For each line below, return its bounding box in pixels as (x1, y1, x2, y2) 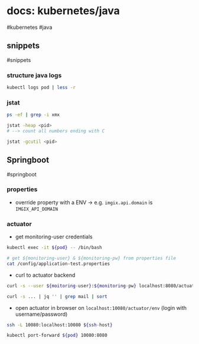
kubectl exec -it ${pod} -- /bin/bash (6, 245, 102, 251)
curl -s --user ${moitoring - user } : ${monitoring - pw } (6, 283, 136, 289)
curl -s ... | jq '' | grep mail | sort (6, 293, 108, 299)
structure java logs (6, 71, 62, 79)
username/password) (15, 310, 68, 317)
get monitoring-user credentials (15, 233, 93, 240)
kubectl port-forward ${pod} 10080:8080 (6, 332, 108, 339)
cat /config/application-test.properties (6, 261, 110, 267)
